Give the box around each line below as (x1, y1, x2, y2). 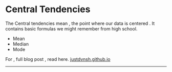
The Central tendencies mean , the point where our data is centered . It (5, 20, 155, 26)
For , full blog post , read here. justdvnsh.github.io (5, 56, 111, 62)
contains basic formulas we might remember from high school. (5, 25, 138, 31)
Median (12, 41, 29, 47)
